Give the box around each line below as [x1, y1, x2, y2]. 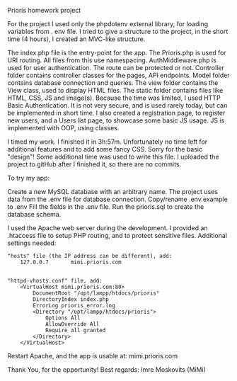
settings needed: [7, 239, 57, 247]
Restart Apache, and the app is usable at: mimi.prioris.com [7, 352, 178, 360]
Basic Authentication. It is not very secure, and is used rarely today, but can [7, 101, 228, 109]
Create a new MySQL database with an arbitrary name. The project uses [7, 188, 218, 195]
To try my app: [7, 174, 50, 182]
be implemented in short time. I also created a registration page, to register [7, 109, 226, 117]
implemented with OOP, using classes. [7, 124, 120, 132]
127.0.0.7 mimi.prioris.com [20, 258, 122, 266]
